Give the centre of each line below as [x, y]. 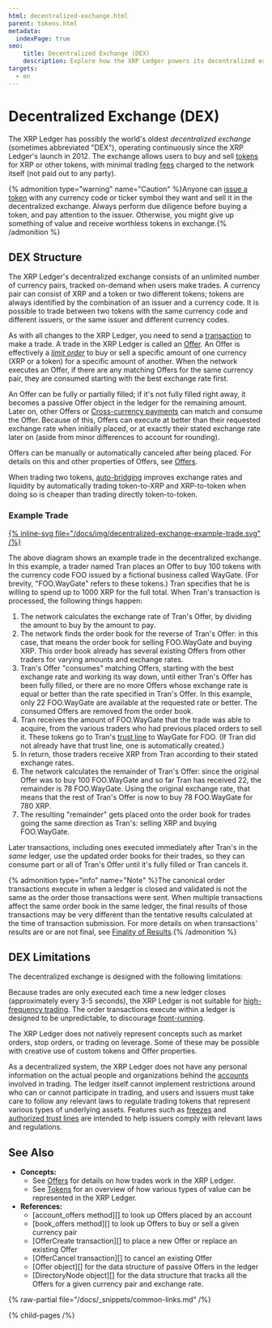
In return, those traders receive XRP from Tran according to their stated [139, 754]
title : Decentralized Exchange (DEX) [87, 53]
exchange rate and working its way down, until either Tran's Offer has [136, 677]
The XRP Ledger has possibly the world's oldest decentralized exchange [130, 139]
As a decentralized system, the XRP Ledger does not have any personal [128, 1067]
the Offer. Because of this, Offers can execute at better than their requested [134, 420]
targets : [23, 69]
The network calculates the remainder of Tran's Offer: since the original [139, 771]
